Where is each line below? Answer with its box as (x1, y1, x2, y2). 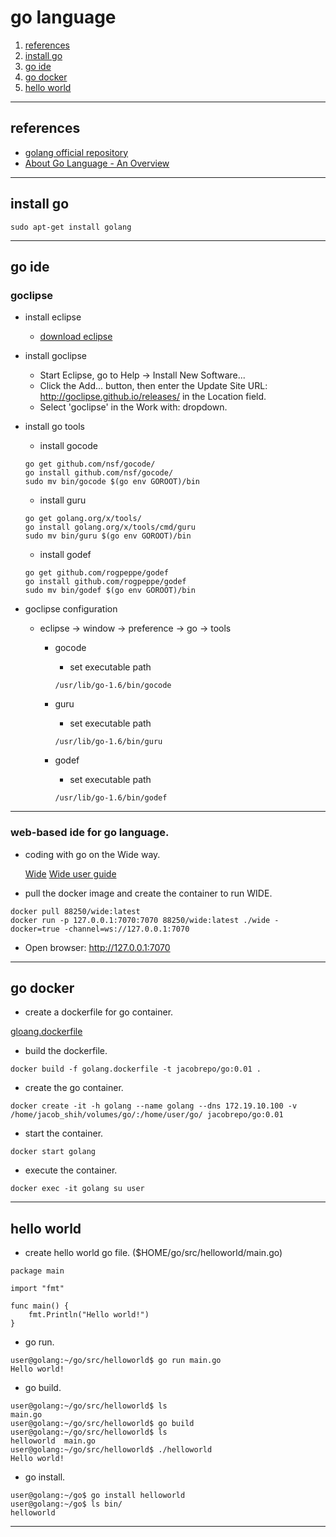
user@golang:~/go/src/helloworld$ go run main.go (10, 1356, 222, 1366)
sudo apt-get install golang (10, 222, 132, 232)
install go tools (24, 421, 86, 433)
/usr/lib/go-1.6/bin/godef (54, 793, 168, 803)
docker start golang (10, 1147, 97, 1157)
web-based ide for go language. (10, 826, 170, 840)
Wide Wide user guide (24, 867, 117, 880)
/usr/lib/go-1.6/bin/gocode (54, 681, 172, 691)
